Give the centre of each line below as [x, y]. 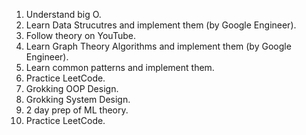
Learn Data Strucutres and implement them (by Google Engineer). [161, 25]
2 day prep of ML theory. [77, 110]
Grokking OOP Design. [72, 88]
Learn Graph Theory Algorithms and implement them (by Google [158, 46]
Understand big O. [63, 14]
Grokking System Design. [78, 99]
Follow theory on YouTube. [80, 35]
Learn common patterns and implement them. [120, 67]
